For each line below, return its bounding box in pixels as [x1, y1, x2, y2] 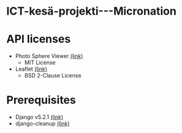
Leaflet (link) [15, 65, 48, 73]
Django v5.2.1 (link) [15, 113, 64, 121]
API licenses [6, 32, 71, 46]
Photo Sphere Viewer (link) [15, 52, 83, 60]
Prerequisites [6, 93, 77, 107]
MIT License [24, 59, 56, 66]
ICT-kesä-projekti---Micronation [6, 4, 176, 18]
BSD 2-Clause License [24, 72, 82, 79]
